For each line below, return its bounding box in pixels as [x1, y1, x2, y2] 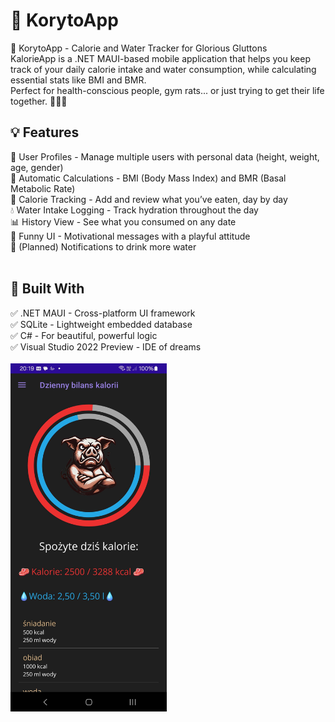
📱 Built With [10, 280, 85, 298]
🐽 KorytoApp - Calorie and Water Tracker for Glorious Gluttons [10, 42, 268, 54]
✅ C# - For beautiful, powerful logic [10, 329, 158, 341]
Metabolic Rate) [10, 182, 76, 194]
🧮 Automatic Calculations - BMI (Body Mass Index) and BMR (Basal [10, 172, 287, 184]
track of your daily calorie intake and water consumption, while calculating [10, 63, 317, 75]
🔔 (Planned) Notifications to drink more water [10, 240, 197, 253]
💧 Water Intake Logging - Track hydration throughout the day [10, 204, 259, 216]
